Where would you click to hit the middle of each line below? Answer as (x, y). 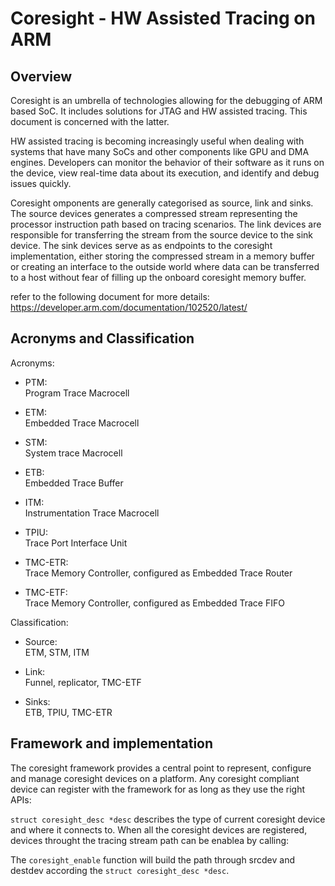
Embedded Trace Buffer (74, 483)
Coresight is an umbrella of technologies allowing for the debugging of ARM (166, 100)
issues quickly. (41, 183)
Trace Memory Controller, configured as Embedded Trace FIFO (154, 603)
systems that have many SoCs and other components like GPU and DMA (160, 151)
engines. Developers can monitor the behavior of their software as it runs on (167, 162)
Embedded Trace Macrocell (82, 423)
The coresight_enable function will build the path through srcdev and (153, 859)
